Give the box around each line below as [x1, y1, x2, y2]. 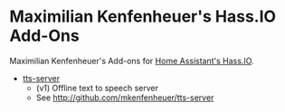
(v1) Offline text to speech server [35, 82, 159, 93]
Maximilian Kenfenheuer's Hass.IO [9, 6, 277, 27]
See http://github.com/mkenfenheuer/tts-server [35, 92, 214, 103]
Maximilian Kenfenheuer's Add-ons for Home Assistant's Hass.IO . [9, 55, 255, 66]
